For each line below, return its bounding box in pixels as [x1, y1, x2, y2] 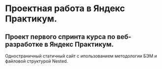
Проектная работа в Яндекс [5, 3, 125, 14]
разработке [5, 40, 43, 49]
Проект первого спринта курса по [5, 33, 115, 41]
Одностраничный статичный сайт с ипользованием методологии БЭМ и [5, 53, 157, 59]
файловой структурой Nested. [5, 58, 68, 64]
